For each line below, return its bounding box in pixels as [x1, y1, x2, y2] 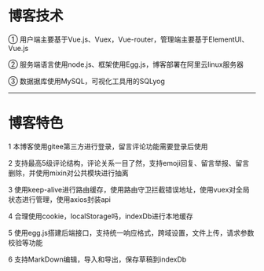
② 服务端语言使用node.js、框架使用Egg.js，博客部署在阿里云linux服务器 [8, 60, 244, 69]
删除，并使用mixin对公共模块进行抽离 [8, 168, 129, 178]
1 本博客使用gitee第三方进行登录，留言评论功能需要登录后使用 [8, 141, 208, 151]
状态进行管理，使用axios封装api [8, 194, 112, 204]
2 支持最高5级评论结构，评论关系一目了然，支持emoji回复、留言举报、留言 [8, 158, 250, 167]
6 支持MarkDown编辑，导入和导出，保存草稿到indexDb [8, 255, 187, 264]
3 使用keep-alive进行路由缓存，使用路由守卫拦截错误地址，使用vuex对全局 [8, 185, 250, 194]
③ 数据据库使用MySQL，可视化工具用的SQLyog [8, 76, 165, 86]
